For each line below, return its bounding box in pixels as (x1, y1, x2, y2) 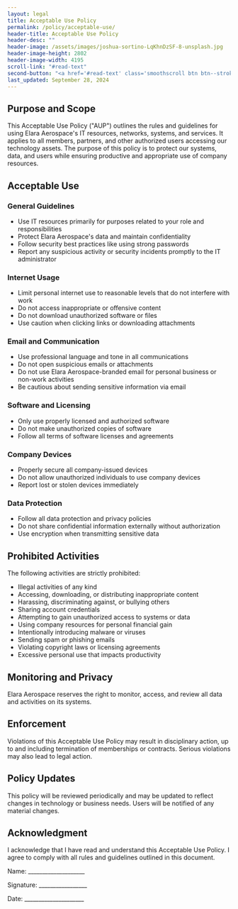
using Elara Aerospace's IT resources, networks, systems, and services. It (7, 129, 224, 138)
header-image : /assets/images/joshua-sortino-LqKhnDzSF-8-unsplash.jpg (7, 43, 223, 50)
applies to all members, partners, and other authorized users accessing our (7, 136, 227, 145)
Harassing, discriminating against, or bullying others (17, 597, 170, 607)
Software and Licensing (7, 400, 91, 410)
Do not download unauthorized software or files (17, 312, 157, 320)
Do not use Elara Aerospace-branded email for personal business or (17, 368, 217, 376)
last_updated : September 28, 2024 (7, 76, 110, 84)
